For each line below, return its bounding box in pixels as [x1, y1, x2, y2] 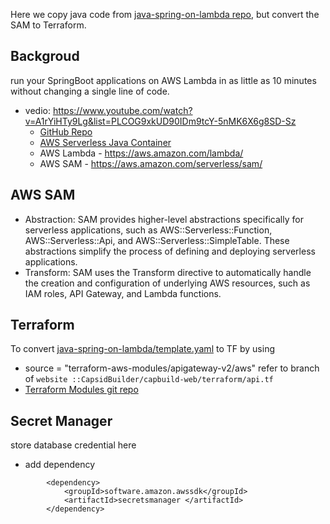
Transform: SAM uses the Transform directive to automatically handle [24, 266, 312, 278]
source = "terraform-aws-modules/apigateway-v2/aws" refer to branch [24, 362, 320, 374]
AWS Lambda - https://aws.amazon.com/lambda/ [39, 147, 244, 159]
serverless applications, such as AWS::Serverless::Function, [24, 224, 273, 236]
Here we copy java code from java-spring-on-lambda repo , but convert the [10, 9, 320, 20]
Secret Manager [10, 412, 113, 429]
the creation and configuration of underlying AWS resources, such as [24, 277, 311, 289]
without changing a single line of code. [10, 85, 170, 97]
